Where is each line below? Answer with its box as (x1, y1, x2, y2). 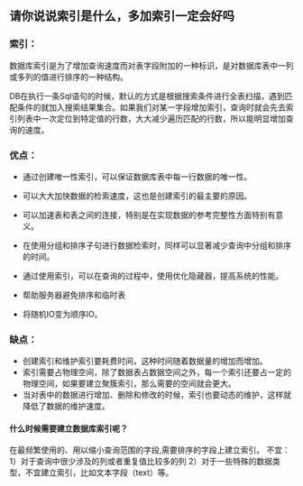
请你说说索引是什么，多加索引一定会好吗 (9, 8, 234, 24)
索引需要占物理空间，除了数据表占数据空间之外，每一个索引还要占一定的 (22, 367, 291, 378)
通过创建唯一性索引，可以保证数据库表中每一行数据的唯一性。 (22, 170, 252, 182)
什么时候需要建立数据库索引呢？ (9, 423, 128, 434)
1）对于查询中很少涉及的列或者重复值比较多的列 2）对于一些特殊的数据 (9, 456, 273, 467)
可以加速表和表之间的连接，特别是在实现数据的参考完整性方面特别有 (22, 209, 276, 220)
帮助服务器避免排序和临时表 (22, 289, 126, 300)
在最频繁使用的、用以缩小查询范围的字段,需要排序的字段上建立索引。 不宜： (9, 445, 290, 455)
